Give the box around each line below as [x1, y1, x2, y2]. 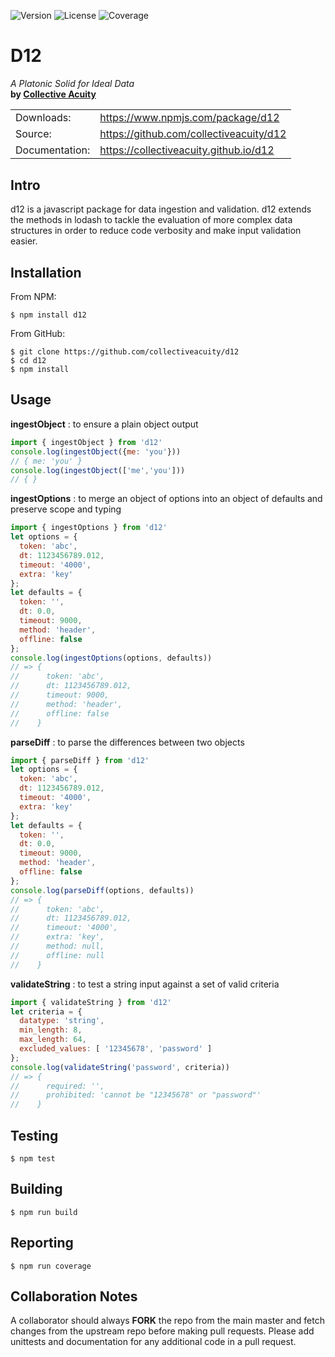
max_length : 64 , [19, 1035, 87, 1045]
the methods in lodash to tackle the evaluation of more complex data [10, 214, 293, 226]
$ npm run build [10, 1207, 78, 1217]
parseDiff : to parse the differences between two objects [10, 736, 245, 748]
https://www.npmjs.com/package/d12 [99, 110, 280, 124]
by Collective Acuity [10, 88, 97, 100]
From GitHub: [10, 328, 66, 340]
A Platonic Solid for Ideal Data [10, 77, 135, 89]
